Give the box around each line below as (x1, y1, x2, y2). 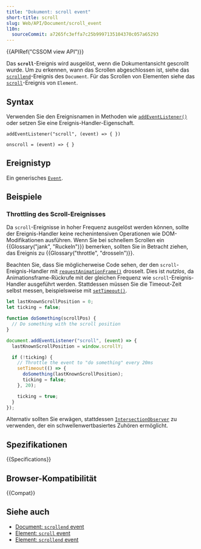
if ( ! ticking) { (12, 354, 53, 360)
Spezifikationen (6, 439, 68, 450)
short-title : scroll (6, 15, 59, 21)
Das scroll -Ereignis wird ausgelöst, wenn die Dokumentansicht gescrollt (6, 60, 189, 67)
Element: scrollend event (15, 536, 79, 543)
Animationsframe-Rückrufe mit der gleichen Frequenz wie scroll (6, 274, 169, 281)
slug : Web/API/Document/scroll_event (6, 20, 102, 26)
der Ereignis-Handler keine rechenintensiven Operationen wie (6, 230, 161, 237)
